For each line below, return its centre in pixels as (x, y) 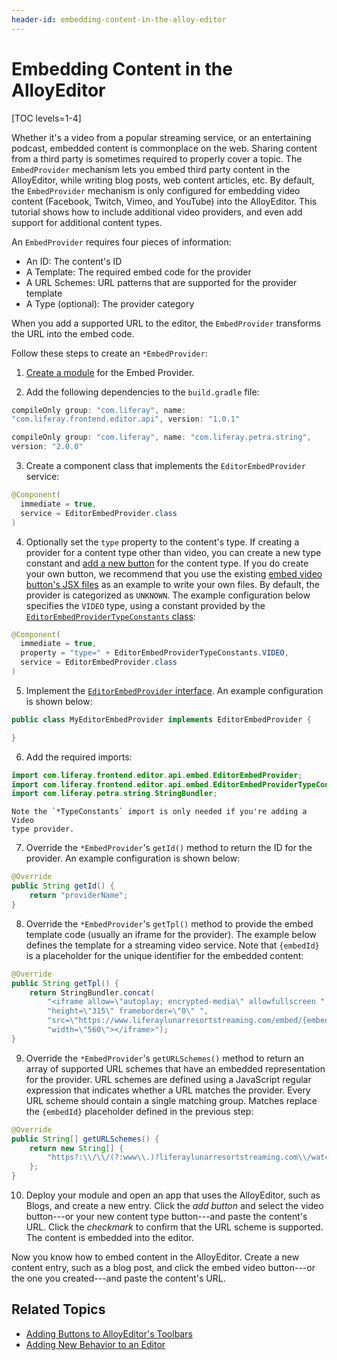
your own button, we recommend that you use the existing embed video (174, 573)
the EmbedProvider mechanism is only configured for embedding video (156, 190)
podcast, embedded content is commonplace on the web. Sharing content (164, 148)
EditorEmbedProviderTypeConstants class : (110, 616)
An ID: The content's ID (74, 261)
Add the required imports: (79, 757)
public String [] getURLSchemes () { (85, 1139)
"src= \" (63, 1021)
